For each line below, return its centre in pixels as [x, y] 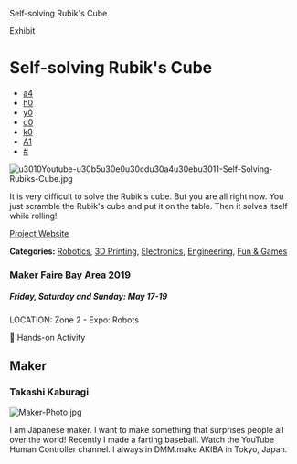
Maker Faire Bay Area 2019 [70, 275]
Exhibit [22, 31]
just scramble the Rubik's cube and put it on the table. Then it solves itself [148, 206]
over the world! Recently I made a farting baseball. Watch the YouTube [142, 439]
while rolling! [33, 216]
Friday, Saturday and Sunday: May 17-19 [89, 297]
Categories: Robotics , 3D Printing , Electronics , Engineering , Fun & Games [148, 251]
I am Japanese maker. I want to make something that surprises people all [147, 429]
